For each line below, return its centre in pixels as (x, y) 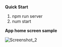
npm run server (27, 16)
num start (21, 21)
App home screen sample (31, 30)
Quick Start (17, 7)
